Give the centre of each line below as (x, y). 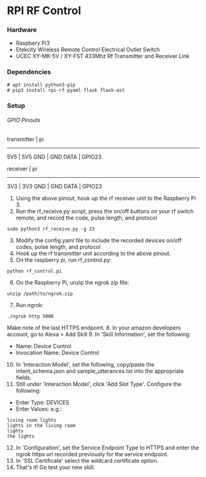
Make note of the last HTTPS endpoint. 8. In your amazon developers (94, 327)
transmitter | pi (25, 139)
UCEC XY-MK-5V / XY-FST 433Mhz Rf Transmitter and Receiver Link (103, 56)
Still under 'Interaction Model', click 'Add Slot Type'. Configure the (99, 384)
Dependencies (29, 72)
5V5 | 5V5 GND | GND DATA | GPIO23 (54, 156)
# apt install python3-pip (41, 85)
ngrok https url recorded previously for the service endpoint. (92, 454)
